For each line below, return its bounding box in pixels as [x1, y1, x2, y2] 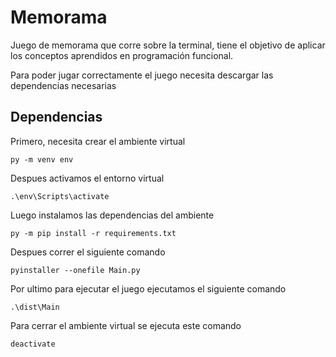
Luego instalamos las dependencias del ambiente [10, 209, 215, 221]
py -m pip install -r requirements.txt [10, 228, 177, 238]
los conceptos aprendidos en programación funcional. [10, 49, 234, 61]
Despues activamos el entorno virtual [10, 172, 165, 184]
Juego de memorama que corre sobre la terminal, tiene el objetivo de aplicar [10, 39, 326, 51]
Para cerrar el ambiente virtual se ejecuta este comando [10, 319, 242, 331]
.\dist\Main [10, 302, 60, 312]
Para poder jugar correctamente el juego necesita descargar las [10, 69, 274, 81]
